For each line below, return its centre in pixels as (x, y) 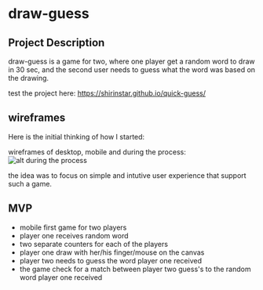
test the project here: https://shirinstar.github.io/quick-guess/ (107, 93)
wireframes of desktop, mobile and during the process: (97, 152)
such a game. (30, 183)
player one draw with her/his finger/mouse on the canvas (112, 252)
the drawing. (29, 78)
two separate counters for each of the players (94, 244)
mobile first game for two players (73, 227)
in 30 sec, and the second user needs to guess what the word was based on (132, 70)
